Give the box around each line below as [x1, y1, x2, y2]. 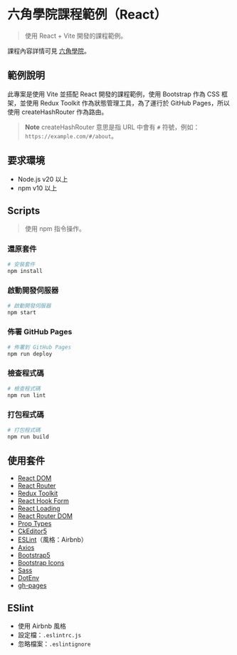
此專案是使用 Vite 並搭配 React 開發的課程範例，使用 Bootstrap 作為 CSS [7, 90, 221, 98]
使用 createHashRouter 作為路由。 [7, 108, 108, 116]
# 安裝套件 [7, 261, 36, 268]
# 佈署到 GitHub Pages [7, 344, 72, 351]
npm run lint [7, 391, 46, 399]
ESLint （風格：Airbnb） [17, 535, 88, 544]
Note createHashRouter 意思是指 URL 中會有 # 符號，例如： [24, 123, 200, 131]
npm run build [7, 433, 50, 440]
